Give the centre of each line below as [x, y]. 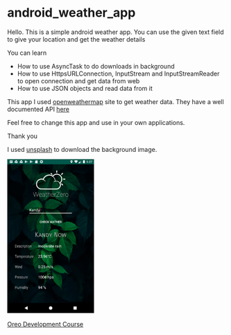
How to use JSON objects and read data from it [85, 88]
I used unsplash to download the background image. [82, 149]
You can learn [27, 53]
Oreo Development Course [45, 325]
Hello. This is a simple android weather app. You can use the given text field [115, 32]
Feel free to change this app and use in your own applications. [96, 122]
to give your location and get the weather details [76, 39]
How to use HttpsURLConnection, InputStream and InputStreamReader [118, 74]
